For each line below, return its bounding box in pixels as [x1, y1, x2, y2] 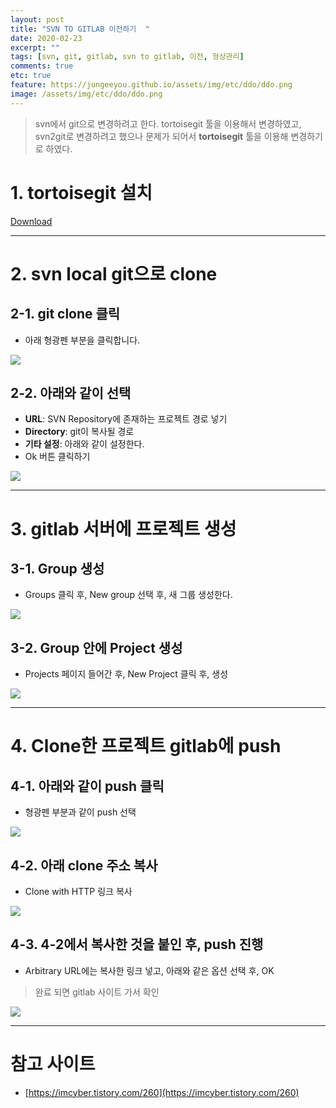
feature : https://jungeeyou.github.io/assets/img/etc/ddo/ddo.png [10, 80, 293, 90]
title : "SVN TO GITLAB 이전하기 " [10, 24, 150, 34]
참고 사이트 [10, 1053, 96, 1075]
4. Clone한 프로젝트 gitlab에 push [10, 735, 282, 758]
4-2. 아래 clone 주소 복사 [10, 857, 158, 874]
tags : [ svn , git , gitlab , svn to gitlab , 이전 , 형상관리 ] [10, 52, 245, 62]
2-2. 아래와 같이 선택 [10, 384, 132, 401]
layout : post [10, 14, 65, 25]
